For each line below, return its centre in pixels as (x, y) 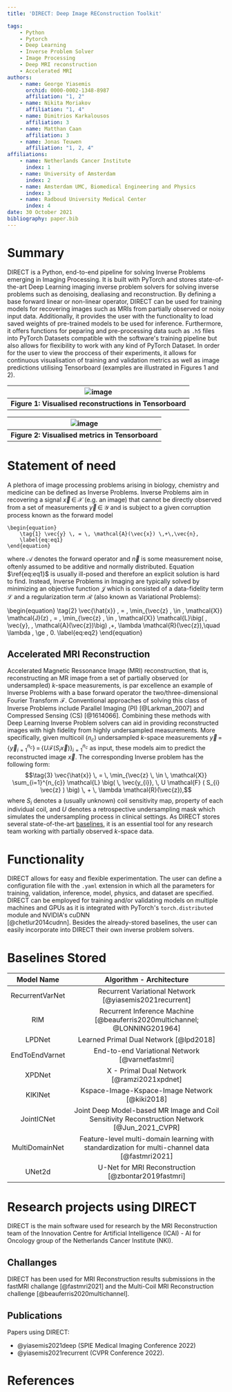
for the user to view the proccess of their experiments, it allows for (102, 352)
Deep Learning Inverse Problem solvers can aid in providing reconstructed (113, 723)
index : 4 (38, 206)
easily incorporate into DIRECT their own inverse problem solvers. (101, 930)
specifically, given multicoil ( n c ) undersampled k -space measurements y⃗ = (115, 738)
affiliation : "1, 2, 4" (60, 148)
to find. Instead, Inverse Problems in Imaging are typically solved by (104, 581)
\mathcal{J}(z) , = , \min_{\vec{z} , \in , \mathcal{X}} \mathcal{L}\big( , (107, 618)
